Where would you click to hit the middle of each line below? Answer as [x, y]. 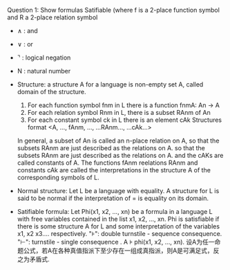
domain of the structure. [51, 92]
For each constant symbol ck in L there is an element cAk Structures [125, 120]
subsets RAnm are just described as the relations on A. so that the [111, 148]
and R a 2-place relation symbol [52, 17]
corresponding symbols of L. [58, 177]
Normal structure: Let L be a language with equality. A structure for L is [118, 191]
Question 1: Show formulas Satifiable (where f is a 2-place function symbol [113, 10]
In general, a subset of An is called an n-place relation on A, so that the [118, 141]
